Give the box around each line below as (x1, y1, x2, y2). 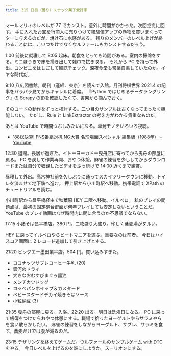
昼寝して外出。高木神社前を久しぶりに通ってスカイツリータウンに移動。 (5, 173, 157, 180)
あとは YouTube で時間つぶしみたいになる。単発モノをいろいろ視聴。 (5, 123, 152, 129)
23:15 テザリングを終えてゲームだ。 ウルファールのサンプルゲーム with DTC (5, 339, 163, 345)
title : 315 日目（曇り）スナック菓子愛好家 (5, 7, 88, 13)
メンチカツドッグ (12, 278, 49, 285)
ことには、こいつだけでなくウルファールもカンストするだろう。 (14, 41, 148, 47)
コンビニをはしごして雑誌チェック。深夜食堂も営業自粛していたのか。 (14, 65, 161, 71)
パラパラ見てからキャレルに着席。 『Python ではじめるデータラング (14, 88, 157, 94)
